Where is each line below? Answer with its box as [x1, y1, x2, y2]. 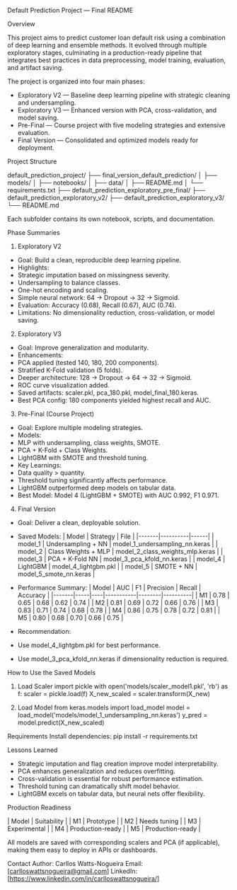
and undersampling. [17, 98, 76, 107]
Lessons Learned [7, 746, 58, 754]
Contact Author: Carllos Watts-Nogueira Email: [7, 860, 144, 867]
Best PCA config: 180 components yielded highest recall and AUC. [17, 396, 211, 404]
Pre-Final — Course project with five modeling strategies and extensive [17, 121, 226, 129]
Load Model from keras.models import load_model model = [17, 703, 191, 712]
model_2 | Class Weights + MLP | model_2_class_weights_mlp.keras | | [17, 548, 224, 555]
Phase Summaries [7, 229, 60, 236]
